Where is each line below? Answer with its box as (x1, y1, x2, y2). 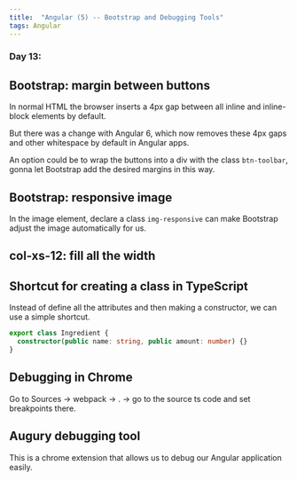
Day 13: (9, 51, 42, 63)
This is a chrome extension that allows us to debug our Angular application (9, 452, 282, 462)
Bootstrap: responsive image (9, 190, 173, 205)
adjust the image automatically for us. (9, 223, 146, 233)
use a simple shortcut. (9, 311, 90, 322)
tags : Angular (9, 21, 62, 30)
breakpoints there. (9, 403, 77, 414)
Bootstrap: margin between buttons (9, 77, 211, 93)
